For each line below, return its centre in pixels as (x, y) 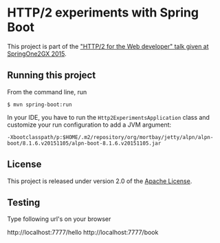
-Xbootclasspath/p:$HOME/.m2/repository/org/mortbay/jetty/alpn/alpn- (110, 137)
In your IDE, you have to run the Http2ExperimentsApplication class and (108, 117)
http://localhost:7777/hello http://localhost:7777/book (83, 233)
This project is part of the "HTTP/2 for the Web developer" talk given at (108, 46)
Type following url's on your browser (59, 219)
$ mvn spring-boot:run (40, 105)
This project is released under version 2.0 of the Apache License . (100, 181)
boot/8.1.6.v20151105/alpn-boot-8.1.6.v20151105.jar (84, 143)
